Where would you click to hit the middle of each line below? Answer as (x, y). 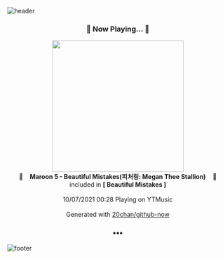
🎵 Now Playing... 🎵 (118, 29)
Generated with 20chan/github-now (118, 215)
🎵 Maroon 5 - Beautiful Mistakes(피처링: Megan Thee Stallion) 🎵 (118, 177)
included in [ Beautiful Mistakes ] (118, 185)
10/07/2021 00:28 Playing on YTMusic (118, 199)
